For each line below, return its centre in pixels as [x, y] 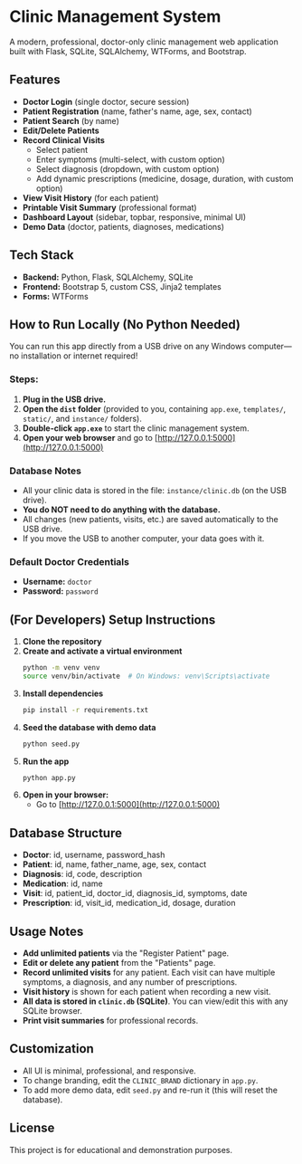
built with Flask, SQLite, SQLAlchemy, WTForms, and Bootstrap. [128, 51]
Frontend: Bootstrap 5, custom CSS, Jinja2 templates [122, 286]
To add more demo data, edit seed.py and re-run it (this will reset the [150, 1090]
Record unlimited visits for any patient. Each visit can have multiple [149, 973]
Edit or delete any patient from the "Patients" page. [119, 963]
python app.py [49, 778]
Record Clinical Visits [64, 140]
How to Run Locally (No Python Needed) [125, 324]
